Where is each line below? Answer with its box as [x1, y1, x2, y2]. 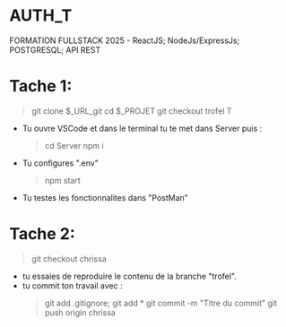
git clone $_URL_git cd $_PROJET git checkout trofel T [30, 105, 232, 116]
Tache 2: [9, 224, 76, 245]
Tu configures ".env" [22, 158, 99, 168]
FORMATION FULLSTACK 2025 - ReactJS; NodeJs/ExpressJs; [9, 35, 240, 46]
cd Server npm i [44, 140, 105, 151]
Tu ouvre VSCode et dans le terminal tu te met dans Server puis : [22, 123, 263, 133]
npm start [44, 175, 81, 185]
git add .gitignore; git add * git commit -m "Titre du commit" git [44, 297, 278, 308]
